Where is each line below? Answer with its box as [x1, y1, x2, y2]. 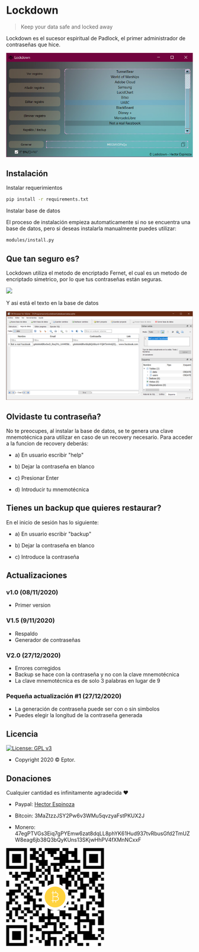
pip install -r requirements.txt [6, 196, 89, 202]
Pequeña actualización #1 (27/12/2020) [6, 692, 122, 700]
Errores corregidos [14, 665, 61, 672]
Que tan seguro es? [6, 253, 80, 264]
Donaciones [6, 773, 52, 784]
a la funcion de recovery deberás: [6, 440, 89, 447]
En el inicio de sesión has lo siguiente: [6, 518, 99, 526]
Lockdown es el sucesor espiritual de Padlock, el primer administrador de [6, 34, 185, 42]
